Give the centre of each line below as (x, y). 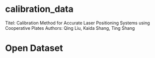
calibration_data (39, 9)
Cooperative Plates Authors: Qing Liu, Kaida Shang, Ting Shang (70, 28)
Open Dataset (34, 48)
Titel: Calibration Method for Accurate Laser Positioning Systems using (77, 23)
